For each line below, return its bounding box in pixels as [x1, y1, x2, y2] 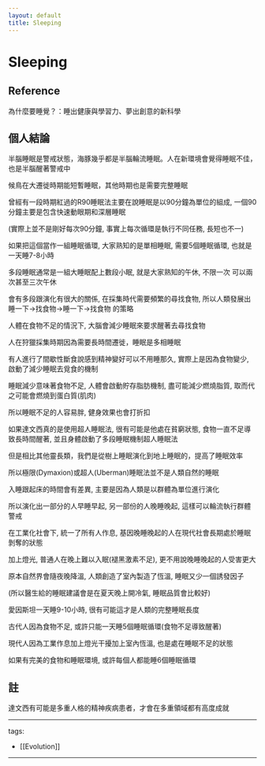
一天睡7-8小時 [8, 250, 55, 261]
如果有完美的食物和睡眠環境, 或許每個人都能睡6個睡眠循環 [8, 655, 196, 665]
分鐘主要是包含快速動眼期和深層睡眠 [8, 207, 126, 217]
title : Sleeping [8, 19, 62, 27]
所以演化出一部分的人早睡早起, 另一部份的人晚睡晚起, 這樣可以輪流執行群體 [8, 501, 251, 511]
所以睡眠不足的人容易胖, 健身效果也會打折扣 [8, 407, 151, 417]
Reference [8, 84, 61, 98]
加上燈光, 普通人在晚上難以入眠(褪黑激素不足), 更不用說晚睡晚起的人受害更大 [8, 554, 256, 565]
